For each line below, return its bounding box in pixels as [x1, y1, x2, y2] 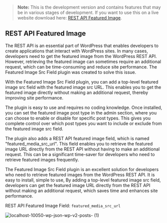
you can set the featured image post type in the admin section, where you [5, 109, 157, 115]
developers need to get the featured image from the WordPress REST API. [5, 53, 157, 59]
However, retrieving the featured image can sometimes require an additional [5, 58, 162, 64]
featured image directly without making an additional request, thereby [5, 89, 149, 95]
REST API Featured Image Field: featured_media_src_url [5, 202, 121, 208]
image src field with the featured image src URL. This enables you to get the [5, 84, 162, 90]
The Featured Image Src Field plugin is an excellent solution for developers [5, 166, 159, 172]
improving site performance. [5, 94, 64, 100]
